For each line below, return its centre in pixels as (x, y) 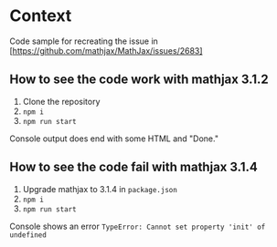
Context (41, 16)
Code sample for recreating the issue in (84, 41)
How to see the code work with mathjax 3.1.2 (139, 80)
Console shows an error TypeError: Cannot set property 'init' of (138, 226)
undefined (28, 235)
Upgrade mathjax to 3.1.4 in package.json (100, 189)
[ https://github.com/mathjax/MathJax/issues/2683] (106, 50)
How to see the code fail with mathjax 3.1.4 (133, 167)
